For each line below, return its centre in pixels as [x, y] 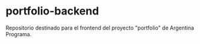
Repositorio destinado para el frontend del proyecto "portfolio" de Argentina [100, 28]
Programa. [19, 34]
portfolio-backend [52, 11]
